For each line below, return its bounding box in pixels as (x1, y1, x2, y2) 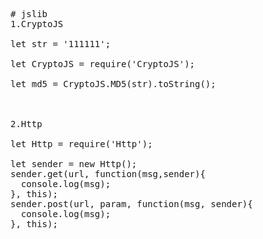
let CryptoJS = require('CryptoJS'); (10, 59, 196, 69)
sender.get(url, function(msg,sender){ (10, 169, 206, 179)
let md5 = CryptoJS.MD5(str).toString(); (10, 79, 217, 89)
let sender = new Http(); (10, 159, 138, 169)
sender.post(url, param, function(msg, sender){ (10, 199, 253, 209)
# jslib (10, 9, 48, 19)
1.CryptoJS (10, 19, 64, 29)
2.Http (10, 119, 43, 129)
